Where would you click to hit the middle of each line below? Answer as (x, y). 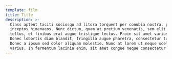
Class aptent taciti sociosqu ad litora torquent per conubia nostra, (87, 24)
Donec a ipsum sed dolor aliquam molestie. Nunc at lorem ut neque (83, 44)
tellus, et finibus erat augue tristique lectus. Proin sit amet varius (89, 34)
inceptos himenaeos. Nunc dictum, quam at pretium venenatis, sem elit (88, 29)
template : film (21, 10)
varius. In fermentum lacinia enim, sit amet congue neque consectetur (88, 48)
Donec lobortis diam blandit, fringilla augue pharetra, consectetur (85, 39)
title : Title (19, 15)
